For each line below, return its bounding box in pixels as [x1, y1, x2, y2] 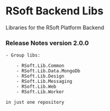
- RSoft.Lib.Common [16, 63, 65, 69]
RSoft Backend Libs [5, 4, 103, 18]
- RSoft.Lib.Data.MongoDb [16, 68, 81, 74]
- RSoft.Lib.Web [16, 84, 57, 90]
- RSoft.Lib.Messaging [16, 79, 73, 85]
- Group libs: [5, 53, 41, 58]
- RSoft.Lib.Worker [16, 89, 65, 95]
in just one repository [5, 100, 65, 106]
